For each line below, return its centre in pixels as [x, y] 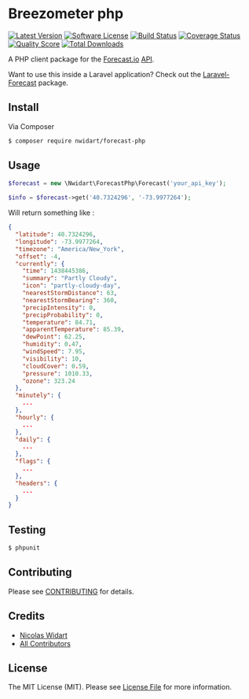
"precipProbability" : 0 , [63, 315]
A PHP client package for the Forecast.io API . [81, 59]
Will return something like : [51, 213]
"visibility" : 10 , [52, 359]
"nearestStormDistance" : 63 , [70, 293]
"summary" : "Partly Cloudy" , [70, 279]
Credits [27, 616]
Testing [27, 529]
